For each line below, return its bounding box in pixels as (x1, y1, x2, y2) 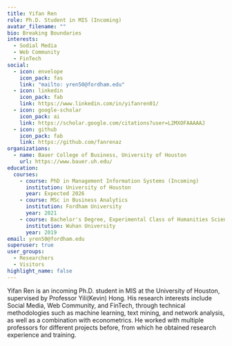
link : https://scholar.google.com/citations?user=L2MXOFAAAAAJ (19, 119, 206, 127)
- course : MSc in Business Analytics (19, 197, 128, 204)
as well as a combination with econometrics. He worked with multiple (7, 316, 204, 324)
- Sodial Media (13, 42, 57, 49)
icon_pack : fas (19, 74, 64, 82)
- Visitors (13, 261, 45, 268)
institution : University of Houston (25, 184, 131, 191)
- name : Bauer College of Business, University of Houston (13, 152, 187, 159)
